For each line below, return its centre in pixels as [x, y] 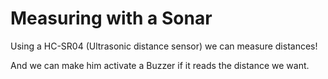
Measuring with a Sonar [111, 18]
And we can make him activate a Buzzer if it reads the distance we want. [160, 65]
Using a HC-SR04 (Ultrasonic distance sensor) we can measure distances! [164, 46]
